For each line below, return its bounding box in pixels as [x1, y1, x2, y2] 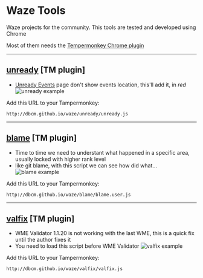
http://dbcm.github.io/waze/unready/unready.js [6, 111, 129, 117]
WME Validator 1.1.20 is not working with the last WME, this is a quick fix [14, 230, 195, 237]
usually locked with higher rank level [14, 155, 106, 163]
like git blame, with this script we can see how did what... [14, 161, 157, 169]
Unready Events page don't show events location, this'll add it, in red [14, 81, 186, 88]
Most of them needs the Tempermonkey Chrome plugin [6, 42, 144, 49]
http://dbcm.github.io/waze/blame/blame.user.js [6, 192, 131, 198]
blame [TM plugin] [6, 133, 77, 143]
